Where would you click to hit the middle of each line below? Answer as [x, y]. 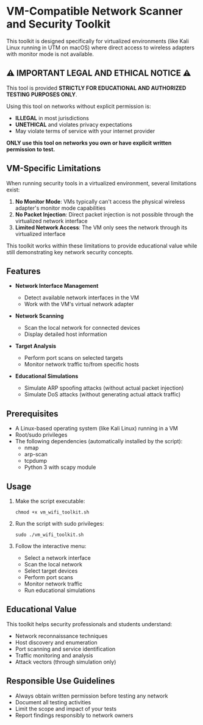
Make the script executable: [50, 501]
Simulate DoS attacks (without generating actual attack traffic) [102, 395]
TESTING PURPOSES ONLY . [42, 94]
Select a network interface [58, 558]
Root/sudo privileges [41, 435]
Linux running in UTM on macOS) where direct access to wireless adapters [101, 48]
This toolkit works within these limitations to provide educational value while [102, 246]
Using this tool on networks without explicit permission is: [79, 106]
